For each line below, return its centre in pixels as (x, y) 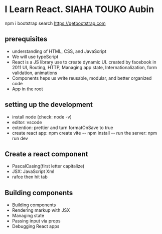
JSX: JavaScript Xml (33, 171)
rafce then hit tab (30, 177)
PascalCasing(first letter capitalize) (48, 166)
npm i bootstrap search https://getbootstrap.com (55, 23)
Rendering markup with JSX (41, 210)
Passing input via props (36, 221)
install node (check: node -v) (42, 116)
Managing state (28, 216)
